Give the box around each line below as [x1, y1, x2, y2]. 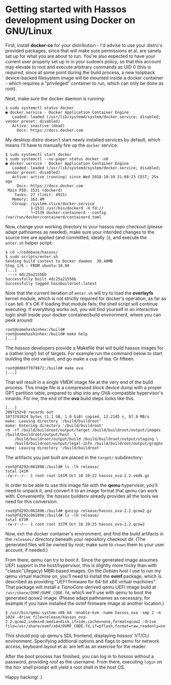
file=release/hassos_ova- [32, 615, 88, 620]
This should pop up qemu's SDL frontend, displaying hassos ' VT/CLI [5, 632, 150, 639]
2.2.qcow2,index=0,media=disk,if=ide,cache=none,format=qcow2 [5, 619, 140, 624]
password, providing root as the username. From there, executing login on [5, 658, 162, 665]
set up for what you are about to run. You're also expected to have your [5, 53, 156, 59]
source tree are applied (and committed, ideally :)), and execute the [5, 234, 147, 241]
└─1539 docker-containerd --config [30, 210, 106, 215]
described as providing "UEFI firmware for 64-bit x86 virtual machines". [5, 578, 157, 584]
